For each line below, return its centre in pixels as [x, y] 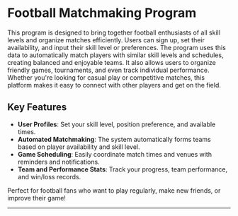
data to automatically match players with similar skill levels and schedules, [115, 55]
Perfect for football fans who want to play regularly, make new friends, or [114, 190]
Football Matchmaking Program [102, 13]
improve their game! [36, 198]
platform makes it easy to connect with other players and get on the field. [114, 85]
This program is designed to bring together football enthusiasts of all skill [114, 32]
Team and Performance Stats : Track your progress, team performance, [123, 169]
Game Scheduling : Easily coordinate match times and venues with [115, 154]
